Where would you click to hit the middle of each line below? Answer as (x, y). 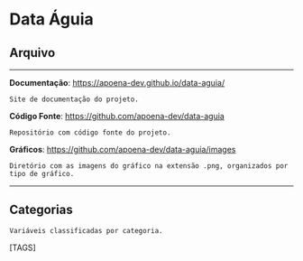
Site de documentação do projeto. (74, 99)
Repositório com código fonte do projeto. (90, 133)
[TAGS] (23, 247)
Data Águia (51, 19)
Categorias (41, 210)
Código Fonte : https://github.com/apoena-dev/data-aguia (117, 116)
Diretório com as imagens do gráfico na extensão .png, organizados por (149, 166)
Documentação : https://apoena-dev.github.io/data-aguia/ (117, 83)
